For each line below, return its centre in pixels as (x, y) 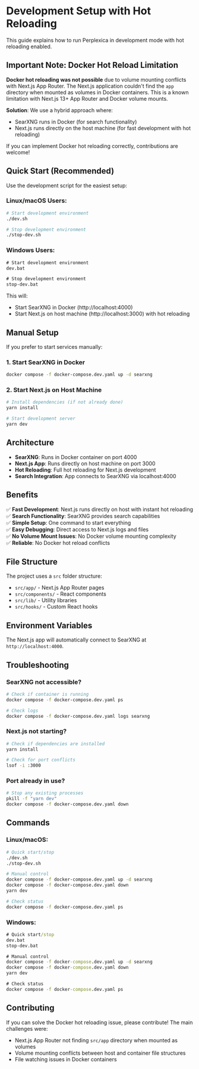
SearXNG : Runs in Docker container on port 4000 (76, 457)
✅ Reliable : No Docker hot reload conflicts (58, 543)
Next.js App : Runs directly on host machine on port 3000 (85, 463)
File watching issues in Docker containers (66, 1059)
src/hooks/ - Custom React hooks (56, 607)
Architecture (30, 443)
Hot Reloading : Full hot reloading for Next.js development (85, 470)
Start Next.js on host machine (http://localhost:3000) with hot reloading (102, 314)
